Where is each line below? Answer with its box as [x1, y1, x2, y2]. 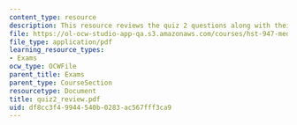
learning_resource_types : [9, 46, 104, 55]
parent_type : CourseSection [9, 78, 113, 87]
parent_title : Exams [9, 70, 86, 79]
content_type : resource [9, 12, 97, 22]
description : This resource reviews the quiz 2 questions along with [9, 21, 271, 30]
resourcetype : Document [9, 86, 97, 95]
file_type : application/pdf [9, 37, 113, 47]
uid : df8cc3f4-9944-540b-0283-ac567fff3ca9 [9, 103, 172, 112]
